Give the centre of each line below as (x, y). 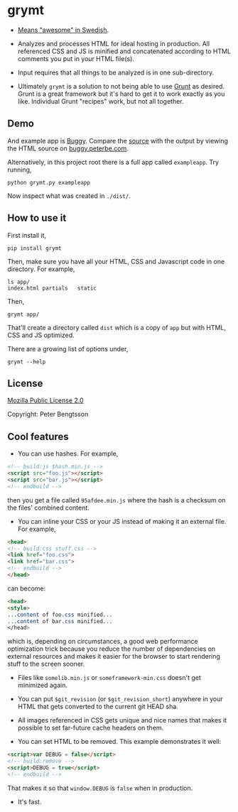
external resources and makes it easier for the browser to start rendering (114, 657)
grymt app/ (23, 314)
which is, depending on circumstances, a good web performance (103, 642)
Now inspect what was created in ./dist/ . (69, 196)
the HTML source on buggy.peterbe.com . (68, 148)
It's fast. (29, 801)
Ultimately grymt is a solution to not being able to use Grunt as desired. (121, 86)
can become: (27, 588)
